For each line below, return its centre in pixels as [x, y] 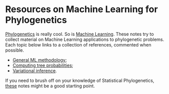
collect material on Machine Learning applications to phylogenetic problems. [85, 39]
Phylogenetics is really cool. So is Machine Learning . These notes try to [79, 34]
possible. [15, 50]
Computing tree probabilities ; [43, 65]
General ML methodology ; [40, 60]
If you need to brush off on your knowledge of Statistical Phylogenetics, [80, 80]
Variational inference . [35, 70]
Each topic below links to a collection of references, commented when [78, 44]
